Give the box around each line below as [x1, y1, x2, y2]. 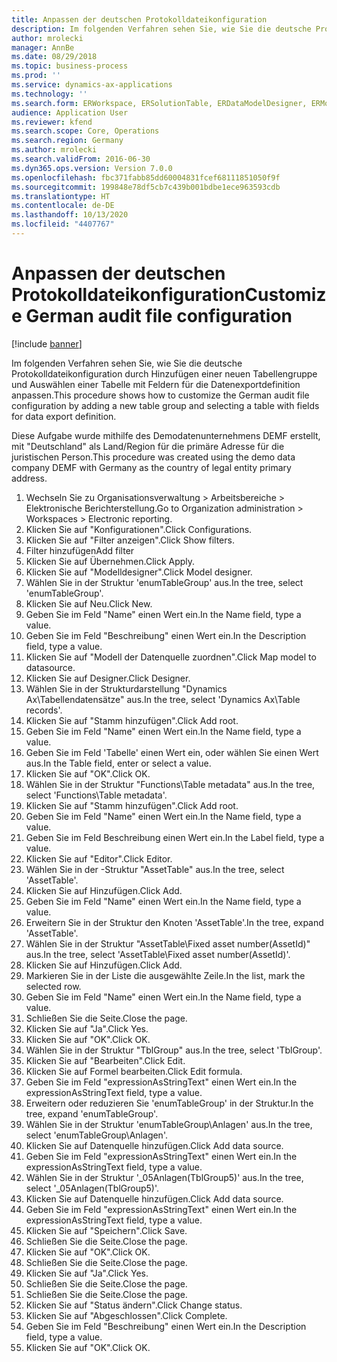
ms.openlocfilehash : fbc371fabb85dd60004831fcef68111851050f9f [11, 172, 281, 183]
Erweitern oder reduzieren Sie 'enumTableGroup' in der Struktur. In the [25, 1097, 314, 1109]
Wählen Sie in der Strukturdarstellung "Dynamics [25, 682, 228, 695]
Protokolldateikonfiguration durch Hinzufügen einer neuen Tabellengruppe [11, 367, 318, 380]
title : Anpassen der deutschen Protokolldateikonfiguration [11, 14, 268, 25]
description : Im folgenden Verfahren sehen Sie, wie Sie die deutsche [11, 24, 312, 34]
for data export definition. [11, 410, 117, 422]
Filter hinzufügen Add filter [25, 544, 135, 556]
